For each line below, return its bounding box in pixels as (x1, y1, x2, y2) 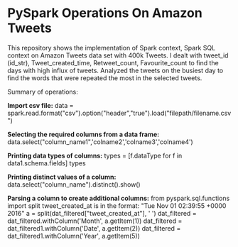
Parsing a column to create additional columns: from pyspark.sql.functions (7, 194, 230, 202)
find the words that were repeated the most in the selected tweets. (7, 73, 202, 82)
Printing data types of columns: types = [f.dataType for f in (7, 151, 183, 160)
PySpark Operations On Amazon (7, 5, 202, 21)
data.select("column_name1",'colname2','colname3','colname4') (7, 137, 193, 146)
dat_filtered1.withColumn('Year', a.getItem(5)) (7, 231, 141, 240)
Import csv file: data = (7, 101, 74, 109)
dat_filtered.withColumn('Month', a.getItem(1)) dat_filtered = (7, 216, 183, 225)
